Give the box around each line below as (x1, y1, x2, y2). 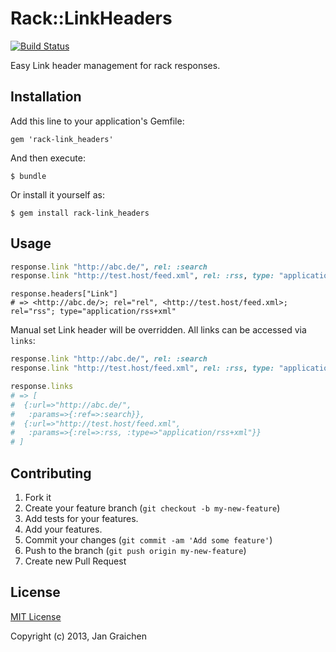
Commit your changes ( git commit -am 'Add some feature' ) (24, 534, 273, 546)
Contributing (10, 465, 92, 482)
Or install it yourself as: (10, 188, 105, 201)
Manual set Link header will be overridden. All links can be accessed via (10, 324, 307, 336)
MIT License (10, 610, 62, 622)
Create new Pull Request (24, 555, 127, 567)
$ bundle (10, 171, 47, 181)
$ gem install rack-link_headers (10, 208, 150, 218)
